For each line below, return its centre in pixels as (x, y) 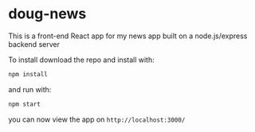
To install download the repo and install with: (82, 60)
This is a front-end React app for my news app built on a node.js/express (128, 36)
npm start (25, 104)
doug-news (47, 14)
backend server (34, 44)
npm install (28, 74)
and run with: (30, 89)
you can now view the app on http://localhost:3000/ (97, 119)
